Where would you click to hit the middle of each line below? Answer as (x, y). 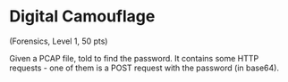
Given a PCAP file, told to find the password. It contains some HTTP (134, 58)
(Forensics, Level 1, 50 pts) (59, 41)
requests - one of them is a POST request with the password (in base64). (144, 68)
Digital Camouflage (82, 16)
